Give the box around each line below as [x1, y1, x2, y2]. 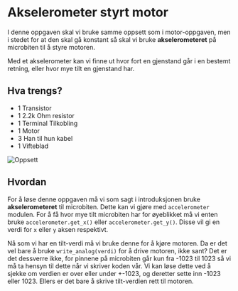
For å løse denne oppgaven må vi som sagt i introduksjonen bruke [7, 195, 201, 203]
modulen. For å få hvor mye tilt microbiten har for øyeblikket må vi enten [7, 210, 218, 218]
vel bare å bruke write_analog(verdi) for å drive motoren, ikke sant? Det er [7, 246, 227, 255]
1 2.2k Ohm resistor [17, 111, 75, 120]
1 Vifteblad [17, 142, 49, 150]
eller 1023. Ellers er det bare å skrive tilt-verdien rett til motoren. [7, 277, 194, 285]
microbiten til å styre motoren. [7, 43, 96, 51]
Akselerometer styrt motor [7, 4, 169, 21]
